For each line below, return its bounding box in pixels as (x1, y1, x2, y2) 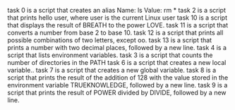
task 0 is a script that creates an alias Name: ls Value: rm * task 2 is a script (7, 6, 226, 14)
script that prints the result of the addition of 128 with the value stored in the (7, 73, 229, 82)
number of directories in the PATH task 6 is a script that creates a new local (7, 59, 227, 66)
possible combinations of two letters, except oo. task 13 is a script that (7, 36, 212, 44)
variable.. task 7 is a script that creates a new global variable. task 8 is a (7, 66, 217, 74)
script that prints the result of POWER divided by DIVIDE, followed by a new (7, 88, 227, 97)
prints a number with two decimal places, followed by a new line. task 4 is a (7, 44, 227, 51)
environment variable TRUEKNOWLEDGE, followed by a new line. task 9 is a (7, 81, 228, 89)
